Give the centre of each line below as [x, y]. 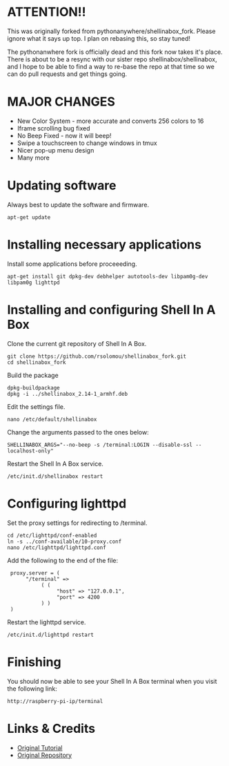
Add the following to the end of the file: [63, 560]
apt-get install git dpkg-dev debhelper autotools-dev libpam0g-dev [108, 276]
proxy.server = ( [35, 573]
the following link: [32, 689]
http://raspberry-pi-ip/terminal [55, 701]
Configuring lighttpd [67, 503]
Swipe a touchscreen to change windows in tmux [87, 143]
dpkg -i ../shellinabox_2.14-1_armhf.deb [68, 394]
